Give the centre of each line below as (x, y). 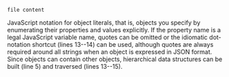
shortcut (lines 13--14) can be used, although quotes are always (123, 44)
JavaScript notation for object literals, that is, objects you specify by (104, 23)
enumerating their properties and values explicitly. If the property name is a (114, 30)
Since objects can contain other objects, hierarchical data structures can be (115, 59)
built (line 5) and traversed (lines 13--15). (65, 66)
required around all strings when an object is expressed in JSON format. (110, 52)
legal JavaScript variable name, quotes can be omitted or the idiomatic (108, 37)
